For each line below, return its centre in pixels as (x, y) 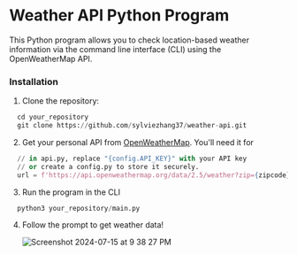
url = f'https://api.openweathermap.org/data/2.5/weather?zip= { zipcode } (154, 175)
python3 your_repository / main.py (79, 208)
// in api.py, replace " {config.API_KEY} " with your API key (132, 158)
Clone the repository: (61, 101)
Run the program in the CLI (71, 192)
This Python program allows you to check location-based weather (129, 40)
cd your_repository (53, 117)
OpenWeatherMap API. (51, 58)
